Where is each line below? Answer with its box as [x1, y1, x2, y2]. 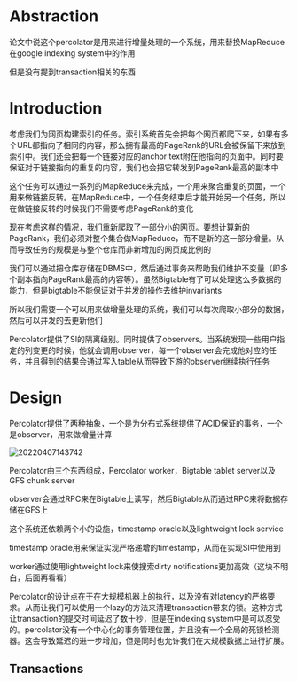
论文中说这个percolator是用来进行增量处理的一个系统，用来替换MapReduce [9, 36, 285, 47]
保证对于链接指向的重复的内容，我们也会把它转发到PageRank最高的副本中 [9, 161, 279, 172]
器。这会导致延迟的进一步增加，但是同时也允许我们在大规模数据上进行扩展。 [9, 635, 289, 646]
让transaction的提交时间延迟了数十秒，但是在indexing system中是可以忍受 [9, 613, 281, 623]
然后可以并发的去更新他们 [9, 315, 103, 325]
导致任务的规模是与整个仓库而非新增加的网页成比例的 [16, 244, 211, 255]
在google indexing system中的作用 [9, 47, 136, 59]
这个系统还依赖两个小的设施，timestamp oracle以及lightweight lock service [9, 523, 284, 534]
